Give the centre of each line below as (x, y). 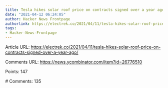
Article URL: (17, 47)
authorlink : (17, 24)
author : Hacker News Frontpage (38, 19)
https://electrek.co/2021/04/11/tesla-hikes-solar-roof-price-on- (96, 47)
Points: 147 (16, 72)
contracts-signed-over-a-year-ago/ (42, 52)
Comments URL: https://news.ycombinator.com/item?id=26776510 (74, 62)
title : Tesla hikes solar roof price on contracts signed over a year (80, 10)
